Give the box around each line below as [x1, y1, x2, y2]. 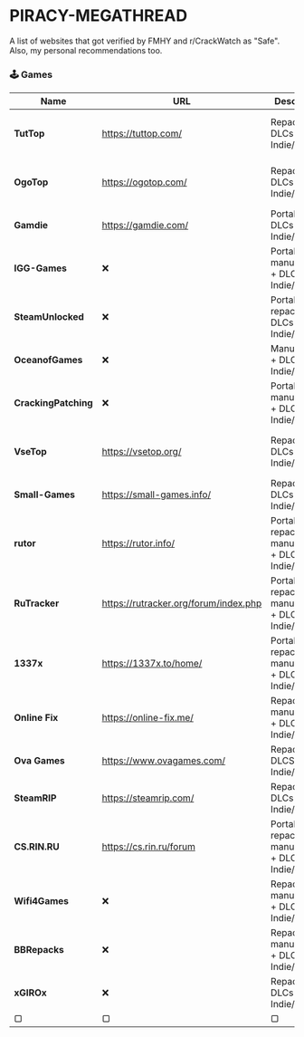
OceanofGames [14, 354, 83, 367]
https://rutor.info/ [101, 537, 176, 550]
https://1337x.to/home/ [101, 658, 203, 670]
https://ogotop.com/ [101, 176, 187, 188]
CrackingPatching [14, 397, 93, 409]
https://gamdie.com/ [101, 219, 189, 232]
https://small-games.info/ [101, 488, 212, 501]
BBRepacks [14, 944, 65, 956]
